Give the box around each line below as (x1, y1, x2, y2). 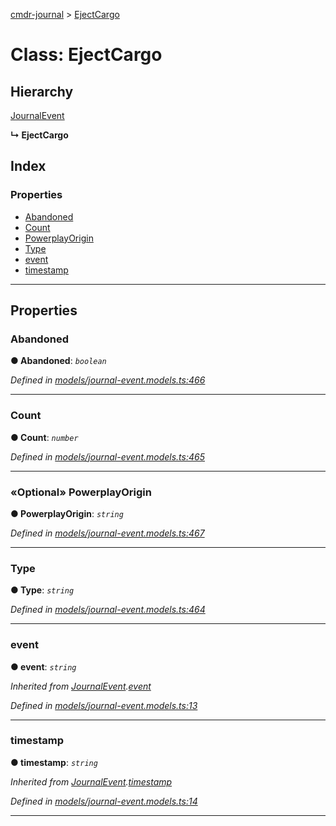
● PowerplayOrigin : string (10, 507, 124, 519)
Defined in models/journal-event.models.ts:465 (10, 450, 205, 463)
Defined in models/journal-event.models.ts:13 (10, 699, 198, 711)
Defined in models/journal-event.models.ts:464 (10, 604, 206, 616)
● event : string (10, 660, 77, 673)
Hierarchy (10, 83, 74, 100)
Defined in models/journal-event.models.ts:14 (10, 795, 198, 807)
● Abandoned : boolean (10, 355, 107, 367)
